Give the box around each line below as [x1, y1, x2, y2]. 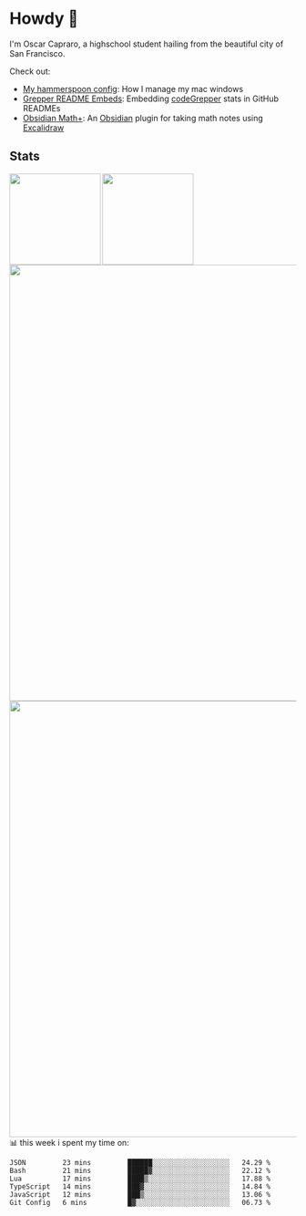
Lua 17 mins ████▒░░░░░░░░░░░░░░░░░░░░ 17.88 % [9, 1174, 271, 1183]
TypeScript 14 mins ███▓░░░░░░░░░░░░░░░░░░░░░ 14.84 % [9, 1181, 271, 1191]
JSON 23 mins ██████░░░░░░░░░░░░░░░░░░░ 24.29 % [9, 1158, 271, 1167]
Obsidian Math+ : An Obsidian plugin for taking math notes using [22, 112, 264, 123]
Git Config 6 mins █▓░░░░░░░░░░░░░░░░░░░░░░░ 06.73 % [9, 1198, 271, 1207]
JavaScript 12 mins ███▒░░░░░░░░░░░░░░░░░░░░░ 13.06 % [9, 1190, 271, 1199]
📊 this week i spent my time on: [9, 1137, 129, 1148]
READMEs [22, 102, 61, 113]
